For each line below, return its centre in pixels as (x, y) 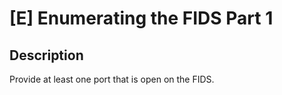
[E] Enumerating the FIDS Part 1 (141, 18)
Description (46, 55)
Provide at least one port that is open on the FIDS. (112, 79)
